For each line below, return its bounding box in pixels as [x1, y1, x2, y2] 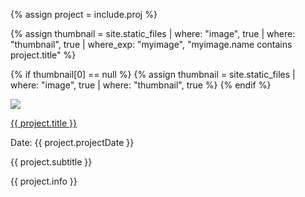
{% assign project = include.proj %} [10, 9, 158, 20]
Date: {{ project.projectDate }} [10, 137, 135, 148]
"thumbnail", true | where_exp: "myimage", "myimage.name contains [10, 39, 293, 50]
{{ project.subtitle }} [10, 156, 93, 168]
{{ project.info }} [10, 175, 78, 187]
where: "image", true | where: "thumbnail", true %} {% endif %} [10, 79, 272, 91]
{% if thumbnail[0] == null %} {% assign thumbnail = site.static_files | [10, 69, 296, 80]
